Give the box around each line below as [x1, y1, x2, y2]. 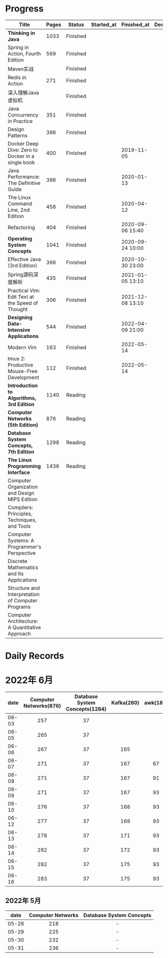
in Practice [7, 117, 33, 124]
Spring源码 [7, 271, 33, 278]
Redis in [7, 73, 26, 80]
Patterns [7, 132, 28, 139]
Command [7, 200, 32, 207]
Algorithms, [7, 394, 36, 401]
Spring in [7, 43, 29, 50]
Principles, [7, 510, 32, 517]
